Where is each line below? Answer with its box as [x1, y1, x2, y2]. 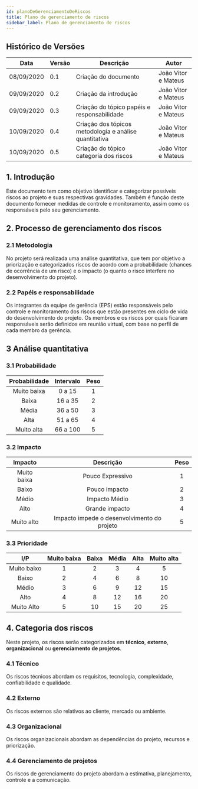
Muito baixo [9, 564, 42, 573]
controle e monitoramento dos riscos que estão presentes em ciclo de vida [6, 308, 188, 315]
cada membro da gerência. [6, 326, 72, 334]
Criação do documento [75, 73, 140, 81]
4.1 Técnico [6, 660, 39, 668]
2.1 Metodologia [6, 241, 53, 249]
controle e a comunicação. [6, 777, 71, 784]
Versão [49, 59, 71, 67]
